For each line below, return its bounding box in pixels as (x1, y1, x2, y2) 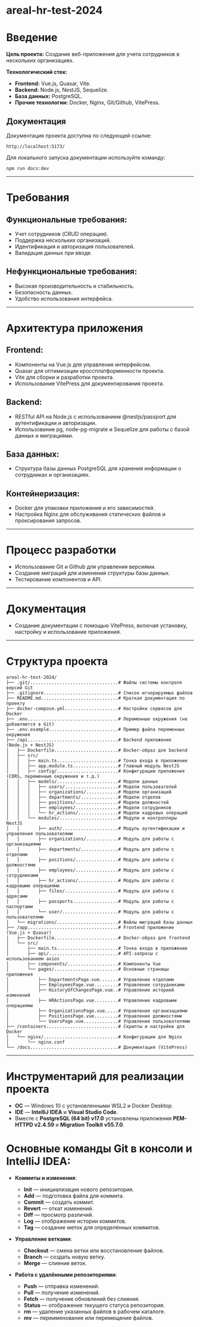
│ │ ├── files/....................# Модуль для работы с (6, 888, 174, 894)
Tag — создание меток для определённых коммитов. (23, 1223, 161, 1231)
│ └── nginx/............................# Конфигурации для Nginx (6, 1034, 183, 1040)
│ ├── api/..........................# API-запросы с (6, 951, 159, 957)
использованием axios (6, 956, 60, 962)
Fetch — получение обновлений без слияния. (23, 1295, 140, 1302)
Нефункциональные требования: (6, 266, 137, 277)
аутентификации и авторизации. (14, 419, 97, 426)
